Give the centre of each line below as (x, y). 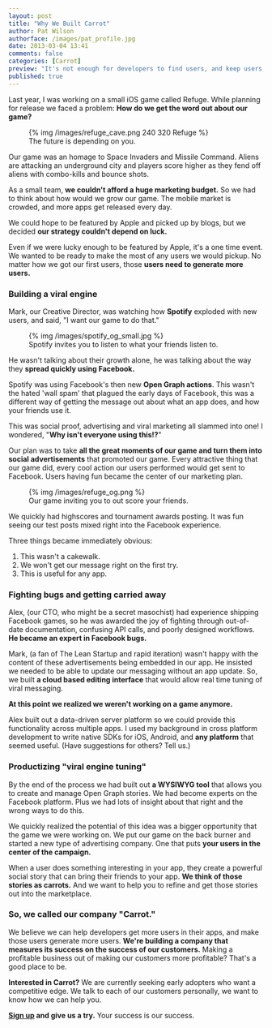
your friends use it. (40, 410)
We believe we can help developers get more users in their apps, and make (134, 932)
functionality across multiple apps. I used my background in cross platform (133, 729)
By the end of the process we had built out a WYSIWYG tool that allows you (135, 785)
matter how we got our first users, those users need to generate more (126, 264)
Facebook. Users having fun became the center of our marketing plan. (125, 476)
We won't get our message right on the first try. (99, 565)
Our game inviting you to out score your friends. (108, 501)
